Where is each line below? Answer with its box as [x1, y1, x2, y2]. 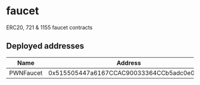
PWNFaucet [9, 68, 43, 77]
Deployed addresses [6, 41, 85, 51]
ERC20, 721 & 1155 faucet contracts [6, 24, 93, 31]
